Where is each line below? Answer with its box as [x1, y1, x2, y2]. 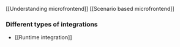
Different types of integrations [6, 20, 99, 28]
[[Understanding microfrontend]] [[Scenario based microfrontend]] [6, 5, 175, 12]
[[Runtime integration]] [14, 34, 72, 41]
